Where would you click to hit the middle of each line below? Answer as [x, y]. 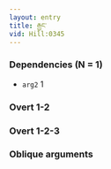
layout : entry [35, 17]
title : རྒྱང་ [28, 26]
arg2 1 [33, 84]
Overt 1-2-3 [34, 131]
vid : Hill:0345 [37, 34]
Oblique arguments [52, 154]
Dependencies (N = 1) [56, 65]
